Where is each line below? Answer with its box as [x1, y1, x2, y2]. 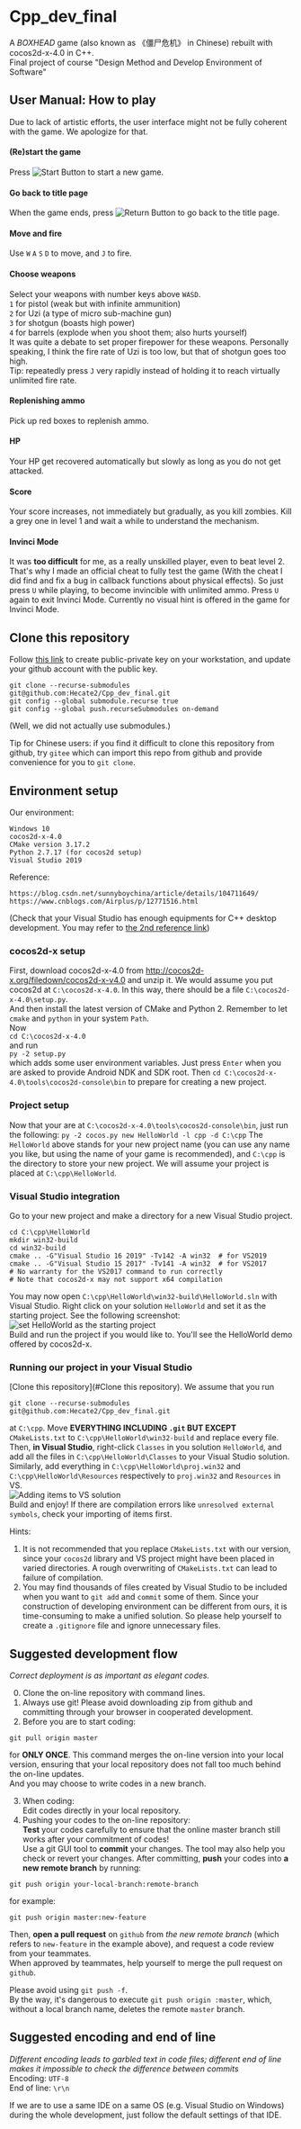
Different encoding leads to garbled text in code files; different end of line [9, 2053, 282, 2064]
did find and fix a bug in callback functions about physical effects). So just [9, 575, 284, 586]
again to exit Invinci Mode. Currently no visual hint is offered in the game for [9, 594, 290, 605]
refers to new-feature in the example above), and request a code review [9, 1938, 274, 1949]
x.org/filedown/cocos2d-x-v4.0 [9, 975, 126, 986]
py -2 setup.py [9, 1050, 66, 1059]
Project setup [9, 1099, 69, 1112]
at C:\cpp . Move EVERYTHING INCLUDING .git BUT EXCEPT [9, 1422, 236, 1433]
